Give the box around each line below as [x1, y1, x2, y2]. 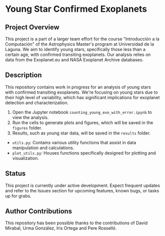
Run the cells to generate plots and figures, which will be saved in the [12, 119, 154, 126]
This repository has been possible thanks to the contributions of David [5, 220, 148, 226]
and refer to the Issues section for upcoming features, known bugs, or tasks [5, 187, 159, 193]
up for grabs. [5, 193, 32, 199]
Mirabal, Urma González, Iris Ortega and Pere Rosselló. [5, 225, 117, 231]
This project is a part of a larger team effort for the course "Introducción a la [5, 36, 160, 42]
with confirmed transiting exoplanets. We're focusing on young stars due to [5, 89, 158, 95]
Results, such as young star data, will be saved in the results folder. [12, 130, 151, 136]
